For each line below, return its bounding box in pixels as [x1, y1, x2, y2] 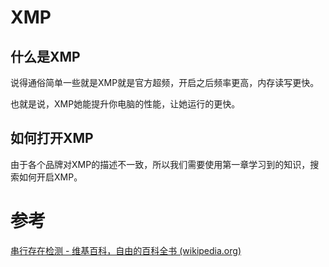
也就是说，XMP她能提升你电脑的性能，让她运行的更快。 [10, 98, 241, 110]
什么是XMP [10, 48, 81, 65]
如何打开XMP [10, 130, 94, 147]
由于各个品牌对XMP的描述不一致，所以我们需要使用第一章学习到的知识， [10, 158, 311, 170]
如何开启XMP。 [18, 171, 83, 183]
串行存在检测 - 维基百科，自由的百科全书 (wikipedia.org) [10, 244, 242, 256]
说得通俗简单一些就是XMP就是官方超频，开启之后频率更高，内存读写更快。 [10, 77, 320, 88]
